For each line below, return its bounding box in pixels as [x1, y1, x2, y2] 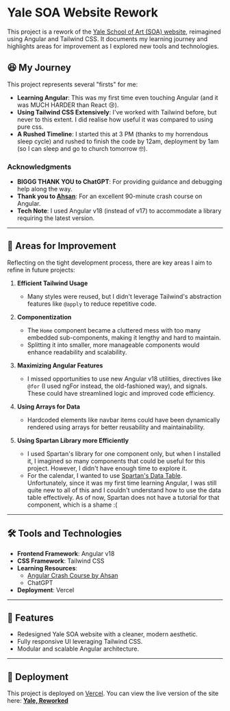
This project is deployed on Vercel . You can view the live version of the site [7, 689, 219, 697]
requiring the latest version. [16, 214, 95, 222]
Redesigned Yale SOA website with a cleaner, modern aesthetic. [16, 630, 199, 638]
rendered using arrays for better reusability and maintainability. [27, 423, 205, 431]
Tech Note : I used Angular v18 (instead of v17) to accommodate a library [16, 207, 222, 215]
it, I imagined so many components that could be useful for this [27, 457, 205, 465]
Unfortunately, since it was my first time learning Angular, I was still [27, 479, 217, 487]
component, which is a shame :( [27, 501, 118, 509]
